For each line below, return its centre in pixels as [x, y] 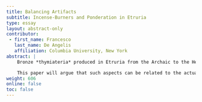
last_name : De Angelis [42, 46]
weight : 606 [21, 79]
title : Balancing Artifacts [41, 12]
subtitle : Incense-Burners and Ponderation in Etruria [76, 17]
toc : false [20, 90]
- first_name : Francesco [40, 40]
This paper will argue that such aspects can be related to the [99, 73]
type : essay [21, 23]
